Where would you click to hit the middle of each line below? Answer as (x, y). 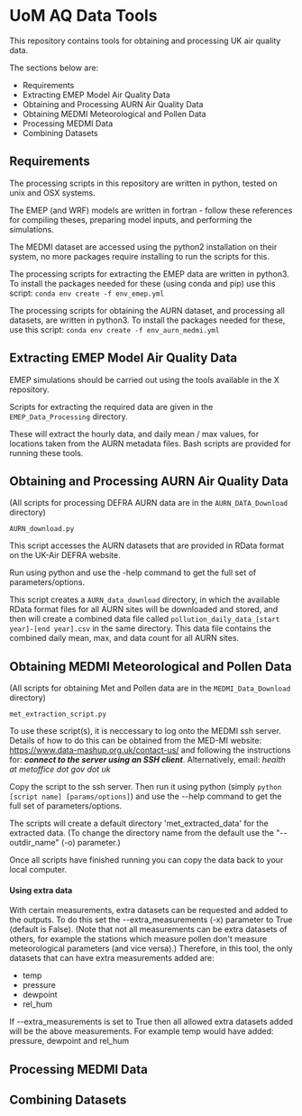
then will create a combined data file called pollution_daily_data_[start (145, 619)
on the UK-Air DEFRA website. (65, 555)
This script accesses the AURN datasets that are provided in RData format (146, 545)
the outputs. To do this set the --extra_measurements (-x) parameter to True (151, 919)
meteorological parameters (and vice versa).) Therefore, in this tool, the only (151, 948)
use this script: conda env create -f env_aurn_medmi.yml (114, 329)
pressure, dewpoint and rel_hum (69, 1041)
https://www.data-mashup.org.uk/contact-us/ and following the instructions (150, 750)
